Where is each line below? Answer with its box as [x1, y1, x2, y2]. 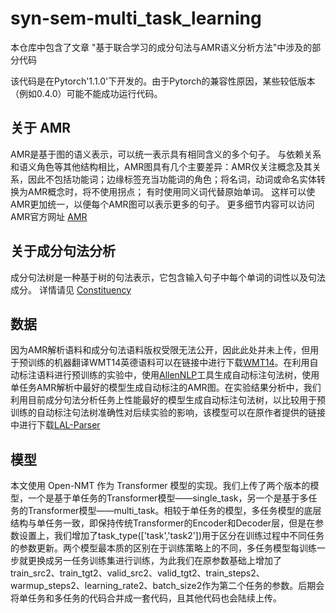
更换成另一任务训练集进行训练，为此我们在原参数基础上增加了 [27, 555, 282, 567]
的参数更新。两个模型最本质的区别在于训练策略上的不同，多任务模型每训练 [10, 542, 317, 554]
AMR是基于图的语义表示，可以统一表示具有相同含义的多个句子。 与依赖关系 [10, 148, 322, 160]
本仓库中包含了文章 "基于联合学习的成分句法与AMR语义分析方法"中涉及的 [10, 41, 313, 53]
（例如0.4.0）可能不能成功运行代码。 [10, 87, 163, 99]
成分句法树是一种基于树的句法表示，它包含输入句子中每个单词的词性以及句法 [10, 271, 326, 283]
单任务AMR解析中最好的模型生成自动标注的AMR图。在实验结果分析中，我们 [10, 382, 322, 394]
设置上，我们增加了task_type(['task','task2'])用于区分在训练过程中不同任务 [18, 530, 325, 542]
